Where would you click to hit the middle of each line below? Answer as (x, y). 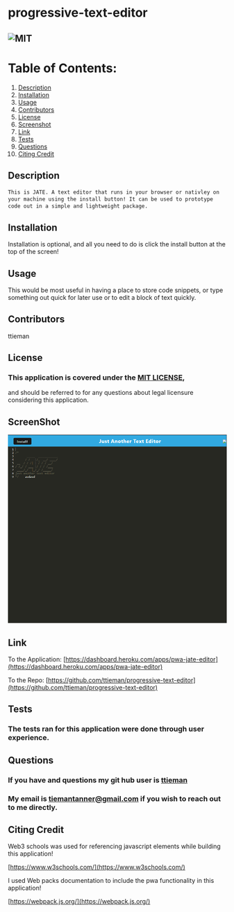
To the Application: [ (37, 659)
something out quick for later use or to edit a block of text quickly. (102, 297)
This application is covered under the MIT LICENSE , (97, 378)
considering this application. (48, 400)
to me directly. (33, 807)
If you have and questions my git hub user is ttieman (98, 780)
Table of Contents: (62, 68)
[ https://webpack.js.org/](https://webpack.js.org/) (79, 902)
